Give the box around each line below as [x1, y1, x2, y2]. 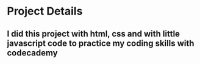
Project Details [7, 4, 83, 18]
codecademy [7, 48, 58, 58]
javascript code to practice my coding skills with [7, 38, 195, 48]
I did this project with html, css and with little [7, 29, 180, 39]
